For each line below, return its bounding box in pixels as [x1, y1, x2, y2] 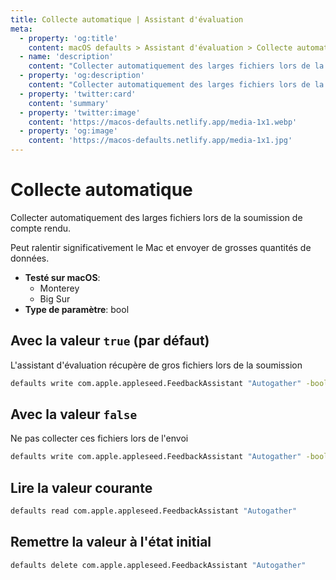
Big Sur [39, 292, 71, 305]
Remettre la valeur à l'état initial [10, 534, 212, 551]
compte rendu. [10, 222, 72, 234]
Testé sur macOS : [24, 271, 101, 283]
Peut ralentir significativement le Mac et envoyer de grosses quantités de [10, 241, 312, 253]
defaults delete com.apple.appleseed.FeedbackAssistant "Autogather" [10, 560, 307, 570]
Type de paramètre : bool [24, 303, 130, 315]
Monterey [39, 282, 80, 294]
